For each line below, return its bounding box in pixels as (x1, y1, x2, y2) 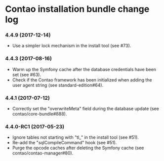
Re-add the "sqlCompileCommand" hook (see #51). (12, 140, 117, 146)
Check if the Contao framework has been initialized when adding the (12, 77, 152, 82)
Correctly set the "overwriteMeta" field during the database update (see (12, 106, 159, 112)
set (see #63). (12, 72, 41, 78)
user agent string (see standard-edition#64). (12, 82, 104, 88)
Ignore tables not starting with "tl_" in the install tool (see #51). (12, 134, 139, 140)
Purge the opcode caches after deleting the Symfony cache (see (12, 145, 144, 151)
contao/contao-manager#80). (12, 150, 74, 156)
